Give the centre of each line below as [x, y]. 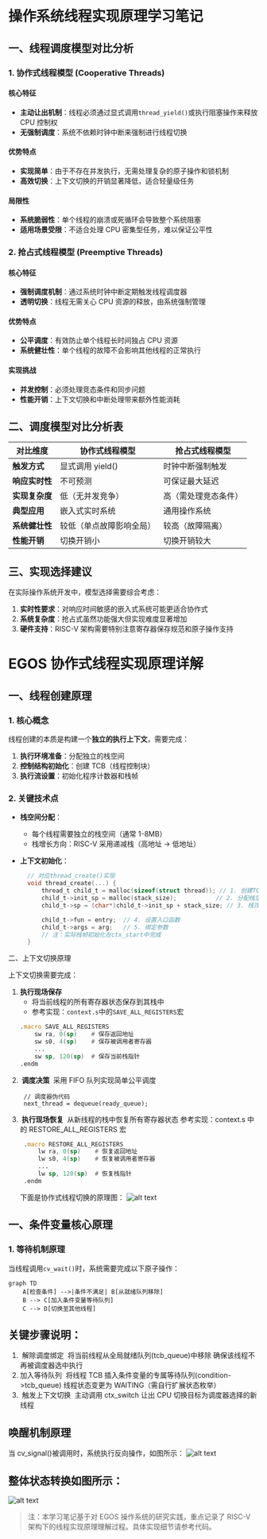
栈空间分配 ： [41, 817]
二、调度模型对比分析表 [66, 427]
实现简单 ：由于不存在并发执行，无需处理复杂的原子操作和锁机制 [124, 171]
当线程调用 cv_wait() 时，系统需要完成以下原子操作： [94, 1268]
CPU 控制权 [39, 122]
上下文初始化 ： [44, 861]
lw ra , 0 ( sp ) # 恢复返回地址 [87, 1152]
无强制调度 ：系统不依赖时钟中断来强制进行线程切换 [103, 132]
